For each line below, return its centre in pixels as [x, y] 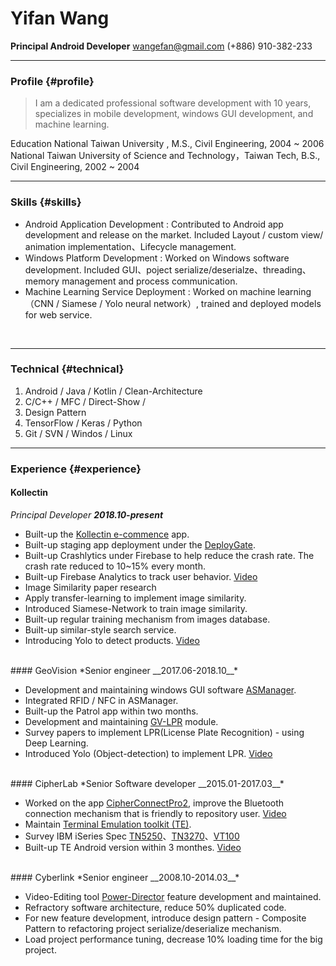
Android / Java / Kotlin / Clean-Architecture [113, 391]
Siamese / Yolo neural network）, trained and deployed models [191, 303]
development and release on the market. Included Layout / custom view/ [174, 234]
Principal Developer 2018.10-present [87, 514]
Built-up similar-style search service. [100, 629]
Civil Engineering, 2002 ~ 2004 [75, 167]
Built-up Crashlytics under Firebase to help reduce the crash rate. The [169, 555]
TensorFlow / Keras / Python [83, 423]
